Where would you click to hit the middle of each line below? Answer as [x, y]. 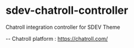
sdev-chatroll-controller [67, 10]
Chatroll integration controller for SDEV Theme [63, 27]
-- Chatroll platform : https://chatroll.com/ [57, 38]
